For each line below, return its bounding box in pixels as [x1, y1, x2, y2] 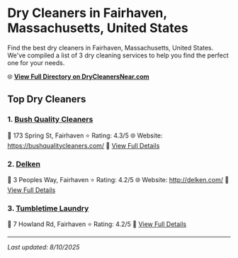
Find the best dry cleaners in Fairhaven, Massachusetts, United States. [7, 43, 214, 52]
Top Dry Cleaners [7, 94, 86, 106]
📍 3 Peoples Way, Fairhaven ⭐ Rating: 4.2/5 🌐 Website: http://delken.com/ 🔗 [7, 175, 229, 184]
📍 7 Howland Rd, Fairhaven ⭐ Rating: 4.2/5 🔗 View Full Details [7, 220, 186, 228]
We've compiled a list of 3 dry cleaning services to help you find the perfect [7, 51, 229, 60]
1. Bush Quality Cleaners [7, 115, 93, 125]
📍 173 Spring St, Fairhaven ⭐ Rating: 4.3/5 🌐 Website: [7, 131, 163, 140]
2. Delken [7, 159, 41, 169]
